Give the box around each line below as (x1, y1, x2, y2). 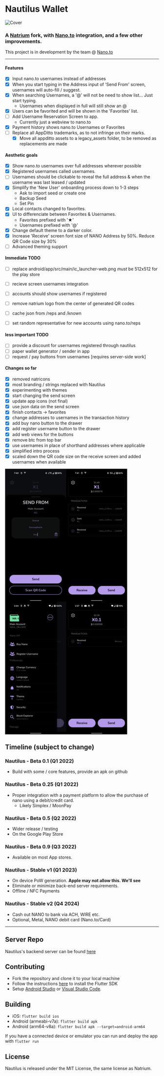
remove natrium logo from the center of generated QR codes (12, 301, 134, 306)
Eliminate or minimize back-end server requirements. (12, 883, 119, 889)
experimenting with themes (12, 387, 67, 393)
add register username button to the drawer (12, 426, 101, 432)
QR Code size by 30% (12, 238, 57, 244)
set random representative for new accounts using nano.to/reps (12, 320, 141, 326)
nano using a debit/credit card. (12, 797, 74, 803)
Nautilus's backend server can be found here (5, 948, 96, 954)
